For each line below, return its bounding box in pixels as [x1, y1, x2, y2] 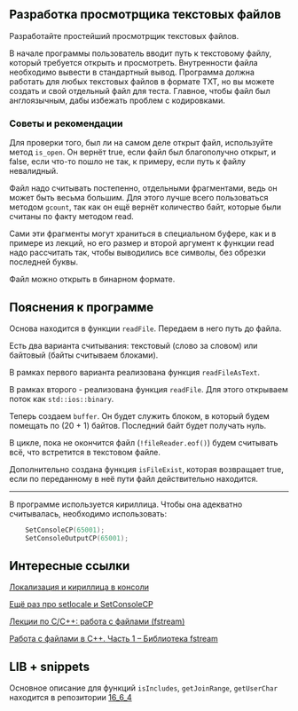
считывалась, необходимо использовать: [9, 508, 167, 518]
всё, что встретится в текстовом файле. [9, 446, 161, 457]
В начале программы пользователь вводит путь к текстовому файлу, [9, 48, 272, 59]
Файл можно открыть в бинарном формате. [9, 274, 176, 285]
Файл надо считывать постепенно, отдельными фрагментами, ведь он [9, 183, 278, 194]
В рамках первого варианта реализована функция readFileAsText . [9, 367, 260, 377]
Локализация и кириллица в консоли [9, 581, 149, 593]
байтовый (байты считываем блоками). [9, 350, 159, 360]
